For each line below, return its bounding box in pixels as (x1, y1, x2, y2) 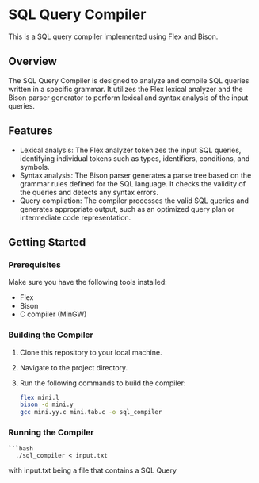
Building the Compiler (8, 329, 93, 340)
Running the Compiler (8, 427, 94, 438)
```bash (8, 445, 34, 453)
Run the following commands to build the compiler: (19, 378, 186, 388)
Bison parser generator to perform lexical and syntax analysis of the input (8, 93, 249, 102)
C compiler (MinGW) (19, 309, 87, 319)
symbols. (19, 162, 50, 171)
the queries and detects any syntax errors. (19, 187, 158, 197)
